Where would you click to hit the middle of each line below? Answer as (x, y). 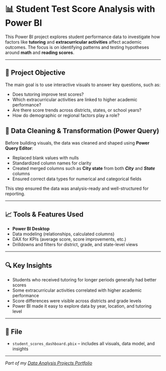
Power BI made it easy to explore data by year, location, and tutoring (82, 306)
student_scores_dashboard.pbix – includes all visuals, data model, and (83, 344)
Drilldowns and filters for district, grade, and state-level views (75, 245)
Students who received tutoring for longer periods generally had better (84, 280)
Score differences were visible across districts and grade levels (77, 301)
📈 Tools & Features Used (44, 214)
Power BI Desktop (31, 229)
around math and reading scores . (40, 53)
